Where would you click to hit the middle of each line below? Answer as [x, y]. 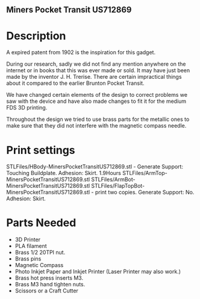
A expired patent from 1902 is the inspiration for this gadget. [81, 52]
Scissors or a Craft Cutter [46, 291]
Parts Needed [41, 223]
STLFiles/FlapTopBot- [118, 186]
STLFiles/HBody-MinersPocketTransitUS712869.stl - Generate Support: [95, 167]
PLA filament [31, 246]
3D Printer [28, 239]
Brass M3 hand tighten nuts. [50, 285]
